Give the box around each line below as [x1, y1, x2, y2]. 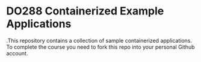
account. [6, 49, 28, 57]
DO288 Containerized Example [6, 4, 164, 18]
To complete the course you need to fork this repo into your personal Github [6, 43, 195, 51]
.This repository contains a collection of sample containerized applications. [6, 37, 193, 44]
